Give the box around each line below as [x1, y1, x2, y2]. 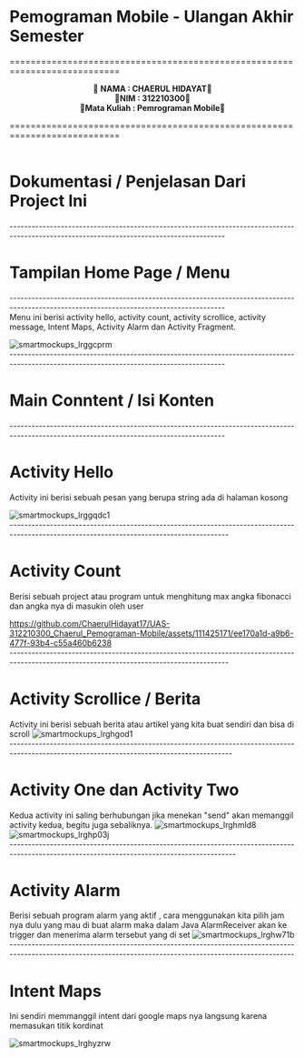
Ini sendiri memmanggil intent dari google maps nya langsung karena [9, 1011, 268, 1022]
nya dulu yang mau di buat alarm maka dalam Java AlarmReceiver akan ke [9, 920, 288, 931]
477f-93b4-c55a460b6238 [9, 637, 112, 648]
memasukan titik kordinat [9, 1021, 104, 1032]
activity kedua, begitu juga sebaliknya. [9, 819, 152, 830]
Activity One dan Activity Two [9, 780, 240, 800]
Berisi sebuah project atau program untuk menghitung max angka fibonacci [9, 590, 292, 601]
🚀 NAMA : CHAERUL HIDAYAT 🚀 [93, 83, 212, 94]
